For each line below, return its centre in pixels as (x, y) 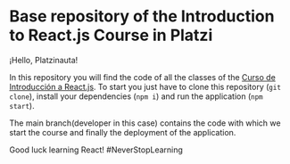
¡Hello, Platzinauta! (44, 60)
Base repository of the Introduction (142, 16)
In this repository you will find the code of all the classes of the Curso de (143, 77)
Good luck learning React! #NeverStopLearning (96, 150)
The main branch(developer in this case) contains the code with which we (145, 123)
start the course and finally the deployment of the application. (123, 132)
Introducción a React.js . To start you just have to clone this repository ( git (145, 86)
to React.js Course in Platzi (111, 35)
